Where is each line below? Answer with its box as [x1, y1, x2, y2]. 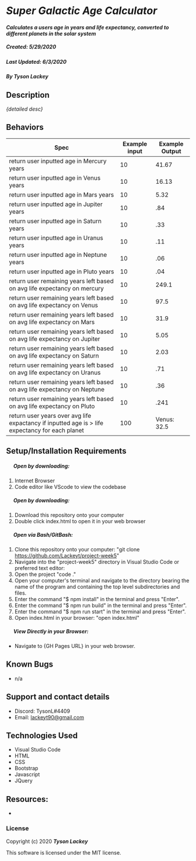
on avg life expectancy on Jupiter [9, 335, 100, 343]
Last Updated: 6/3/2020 [6, 58, 67, 65]
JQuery [14, 777, 33, 784]
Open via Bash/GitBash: [13, 531, 73, 538]
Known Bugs [6, 660, 54, 670]
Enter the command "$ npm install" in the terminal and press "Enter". [14, 596, 180, 603]
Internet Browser [14, 477, 55, 484]
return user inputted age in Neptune [9, 251, 107, 259]
